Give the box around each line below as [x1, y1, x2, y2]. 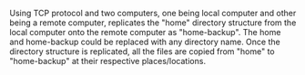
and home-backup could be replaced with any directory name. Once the [9, 36, 280, 47]
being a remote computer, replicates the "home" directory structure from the [9, 17, 297, 28]
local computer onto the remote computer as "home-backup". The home [9, 27, 281, 37]
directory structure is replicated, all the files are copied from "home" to [9, 46, 275, 57]
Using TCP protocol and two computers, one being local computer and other [9, 8, 297, 18]
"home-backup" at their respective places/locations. [9, 56, 207, 66]
